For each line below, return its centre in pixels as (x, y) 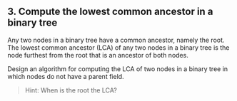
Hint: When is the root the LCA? (71, 90)
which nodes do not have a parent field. (66, 76)
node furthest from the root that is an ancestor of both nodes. (98, 55)
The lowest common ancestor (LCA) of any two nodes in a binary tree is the (118, 47)
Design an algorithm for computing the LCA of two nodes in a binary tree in (118, 69)
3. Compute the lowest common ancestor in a (110, 12)
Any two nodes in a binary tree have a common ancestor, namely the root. (116, 40)
